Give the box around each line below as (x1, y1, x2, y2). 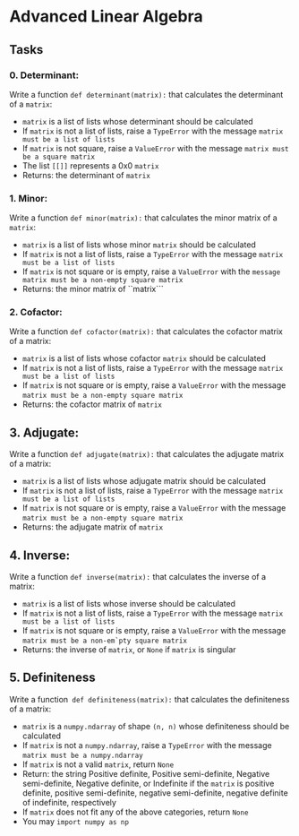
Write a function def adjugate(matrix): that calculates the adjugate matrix (9, 449, 285, 460)
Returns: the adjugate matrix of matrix (21, 521, 164, 532)
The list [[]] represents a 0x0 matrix (21, 159, 159, 171)
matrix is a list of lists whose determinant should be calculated (21, 116, 253, 126)
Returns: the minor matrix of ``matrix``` (21, 284, 164, 295)
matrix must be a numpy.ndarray (21, 751, 143, 760)
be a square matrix (21, 152, 96, 161)
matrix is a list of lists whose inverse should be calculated (21, 599, 235, 609)
